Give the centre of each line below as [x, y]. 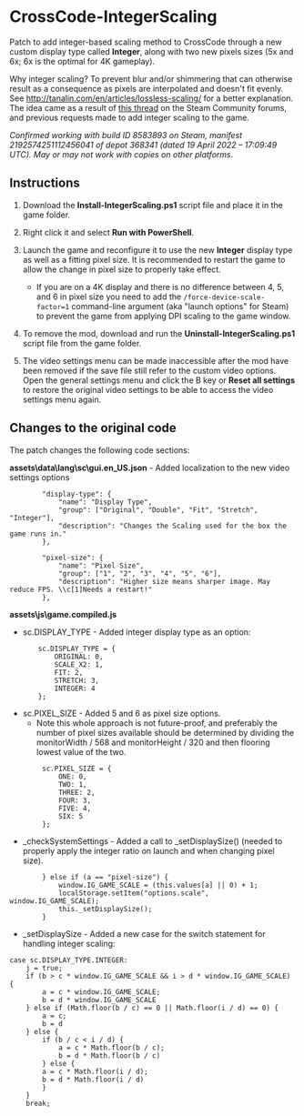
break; [38, 1103]
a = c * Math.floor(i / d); [95, 1071]
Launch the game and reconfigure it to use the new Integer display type [157, 250]
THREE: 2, [76, 792]
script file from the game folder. [82, 343]
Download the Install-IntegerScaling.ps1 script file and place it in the [153, 205]
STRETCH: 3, [77, 680]
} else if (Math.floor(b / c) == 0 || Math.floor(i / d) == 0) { [152, 1008]
